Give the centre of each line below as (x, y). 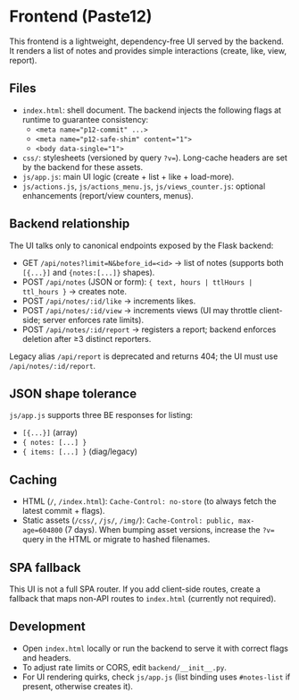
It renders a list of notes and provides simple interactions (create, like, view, (148, 50)
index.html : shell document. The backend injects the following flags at (152, 110)
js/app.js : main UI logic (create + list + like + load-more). (128, 176)
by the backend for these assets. (83, 166)
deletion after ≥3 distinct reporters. (87, 338)
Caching (33, 479)
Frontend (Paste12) (81, 17)
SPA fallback (45, 567)
